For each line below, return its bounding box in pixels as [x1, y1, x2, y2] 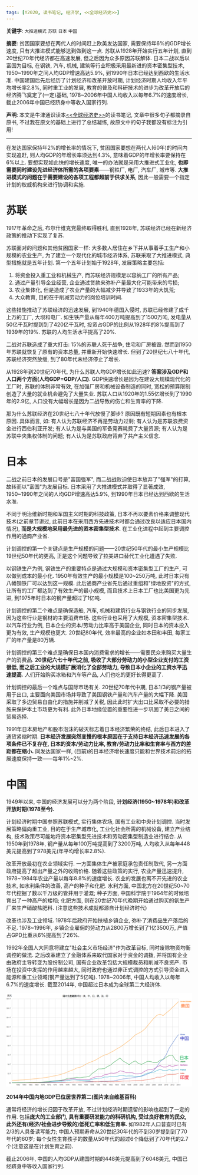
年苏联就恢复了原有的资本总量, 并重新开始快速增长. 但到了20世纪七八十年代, [6, 348, 190, 355]
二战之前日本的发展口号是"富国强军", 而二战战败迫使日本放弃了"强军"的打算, [6, 475, 190, 483]
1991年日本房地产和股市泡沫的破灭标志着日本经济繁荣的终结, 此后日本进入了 [6, 725, 190, 732]
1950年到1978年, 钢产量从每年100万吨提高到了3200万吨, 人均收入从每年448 [6, 840, 190, 847]
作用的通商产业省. [6, 532, 49, 539]
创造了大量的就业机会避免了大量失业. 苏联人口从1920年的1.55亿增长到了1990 [6, 390, 192, 397]
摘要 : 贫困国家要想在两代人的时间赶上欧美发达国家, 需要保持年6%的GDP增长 [6, 40, 192, 47]
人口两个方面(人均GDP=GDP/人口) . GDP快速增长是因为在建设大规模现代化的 [6, 375, 191, 383]
